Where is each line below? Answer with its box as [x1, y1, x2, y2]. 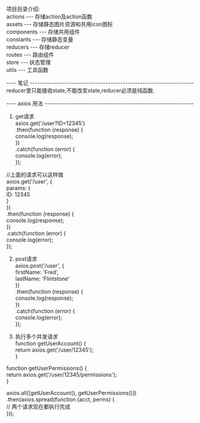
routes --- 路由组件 [6, 51, 54, 58]
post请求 [15, 255, 38, 262]
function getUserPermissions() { [6, 364, 87, 372]
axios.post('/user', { [15, 262, 64, 269]
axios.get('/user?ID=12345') [15, 119, 86, 127]
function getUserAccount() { [15, 340, 86, 347]
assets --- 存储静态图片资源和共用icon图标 [6, 21, 113, 27]
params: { [6, 185, 31, 191]
